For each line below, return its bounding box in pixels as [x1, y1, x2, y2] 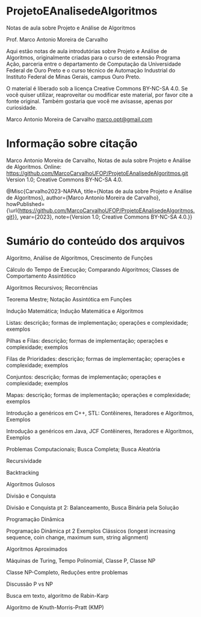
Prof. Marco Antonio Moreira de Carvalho [6, 36, 108, 43]
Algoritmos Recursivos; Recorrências [6, 284, 98, 291]
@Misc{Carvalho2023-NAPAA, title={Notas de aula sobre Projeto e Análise [6, 187, 193, 195]
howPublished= [6, 200, 45, 207]
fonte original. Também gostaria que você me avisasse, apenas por [6, 98, 173, 105]
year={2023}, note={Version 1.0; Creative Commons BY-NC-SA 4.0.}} [20, 213, 193, 221]
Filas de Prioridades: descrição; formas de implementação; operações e [6, 355, 185, 362]
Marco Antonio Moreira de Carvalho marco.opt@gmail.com [6, 116, 153, 123]
